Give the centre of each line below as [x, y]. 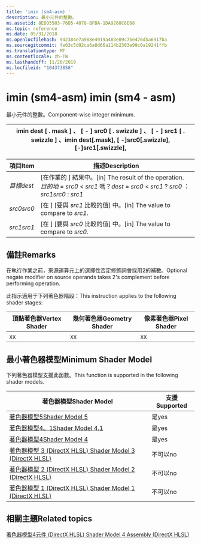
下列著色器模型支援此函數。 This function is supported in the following [92, 375]
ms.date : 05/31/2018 [32, 34]
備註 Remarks [31, 255]
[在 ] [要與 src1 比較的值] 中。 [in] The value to [105, 205]
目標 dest [22, 186]
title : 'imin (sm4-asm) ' [38, 12]
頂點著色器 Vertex [36, 319]
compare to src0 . [64, 232]
